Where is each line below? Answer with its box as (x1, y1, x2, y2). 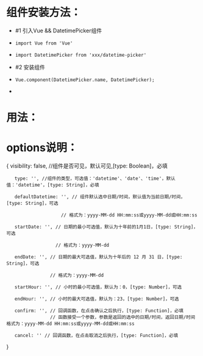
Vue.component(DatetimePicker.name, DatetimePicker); (15, 77, 155, 83)
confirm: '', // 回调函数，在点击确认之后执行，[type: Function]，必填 (14, 308, 184, 314)
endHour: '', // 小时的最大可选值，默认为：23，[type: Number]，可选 (14, 296, 179, 302)
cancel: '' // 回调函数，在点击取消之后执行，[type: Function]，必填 (14, 333, 179, 339)
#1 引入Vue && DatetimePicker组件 (15, 27, 102, 34)
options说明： (6, 141, 78, 155)
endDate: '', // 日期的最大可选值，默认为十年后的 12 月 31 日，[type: (14, 254, 183, 260)
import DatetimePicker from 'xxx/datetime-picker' (15, 52, 147, 58)
